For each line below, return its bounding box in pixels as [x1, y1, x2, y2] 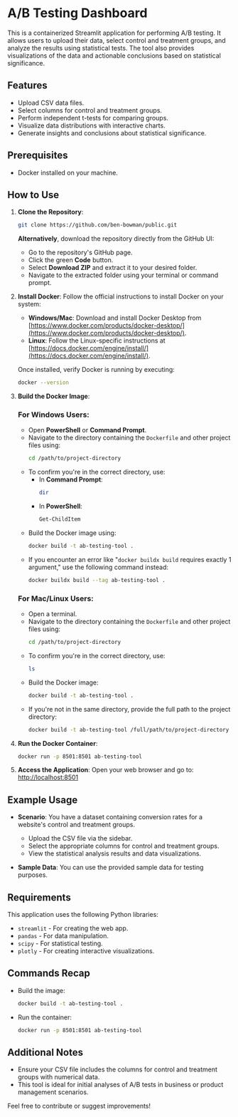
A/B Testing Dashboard [7, 5, 148, 21]
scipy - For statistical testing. [17, 939, 103, 948]
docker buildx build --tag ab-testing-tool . [28, 576, 166, 583]
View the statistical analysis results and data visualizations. [28, 849, 201, 858]
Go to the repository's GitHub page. [28, 248, 133, 257]
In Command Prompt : [38, 475, 103, 484]
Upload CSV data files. [17, 98, 85, 107]
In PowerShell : [38, 502, 83, 511]
